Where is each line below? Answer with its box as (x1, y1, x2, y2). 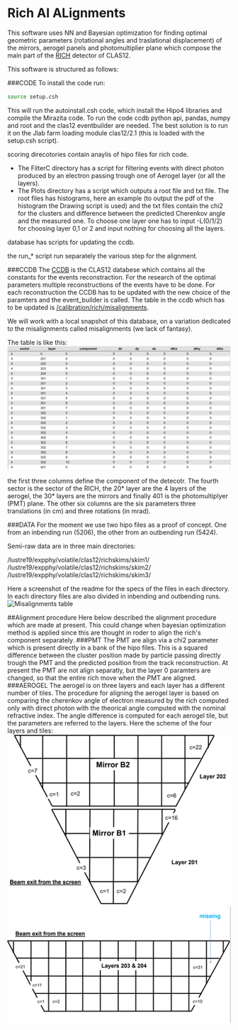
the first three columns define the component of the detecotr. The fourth (7, 477, 219, 486)
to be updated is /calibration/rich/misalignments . (7, 303, 149, 312)
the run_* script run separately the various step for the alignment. (7, 251, 198, 260)
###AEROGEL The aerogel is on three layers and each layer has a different (7, 681, 225, 690)
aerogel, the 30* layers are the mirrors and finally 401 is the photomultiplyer (7, 492, 228, 500)
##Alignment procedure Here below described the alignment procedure (7, 613, 217, 622)
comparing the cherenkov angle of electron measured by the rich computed (7, 696, 229, 705)
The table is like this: (7, 338, 67, 346)
